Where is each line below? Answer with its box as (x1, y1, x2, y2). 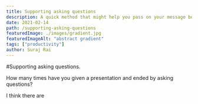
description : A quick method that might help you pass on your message (6, 14, 186, 20)
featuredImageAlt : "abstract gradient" (6, 36, 104, 42)
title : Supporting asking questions (6, 8, 96, 15)
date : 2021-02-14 (6, 19, 49, 25)
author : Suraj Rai (6, 47, 51, 53)
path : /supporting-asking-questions (6, 25, 96, 31)
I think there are (6, 92, 45, 99)
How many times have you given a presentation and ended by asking (6, 74, 174, 81)
